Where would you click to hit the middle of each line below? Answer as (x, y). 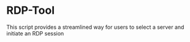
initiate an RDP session (35, 33)
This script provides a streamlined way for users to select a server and (95, 27)
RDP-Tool (31, 10)
